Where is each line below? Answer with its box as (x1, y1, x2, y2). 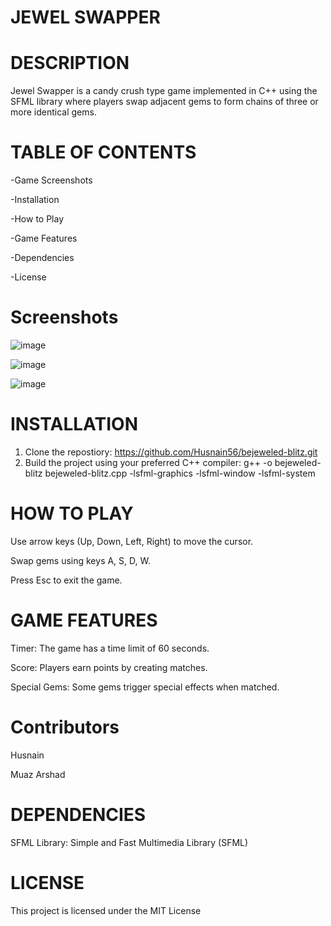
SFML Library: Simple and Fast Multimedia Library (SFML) (10, 836, 249, 848)
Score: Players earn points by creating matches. (10, 661, 208, 673)
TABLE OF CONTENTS (10, 141, 197, 164)
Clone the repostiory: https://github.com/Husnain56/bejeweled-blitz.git (24, 446, 318, 458)
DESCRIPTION (10, 52, 130, 75)
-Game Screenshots (10, 174, 93, 186)
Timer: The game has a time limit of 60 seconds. (10, 642, 210, 654)
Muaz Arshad (10, 768, 66, 780)
